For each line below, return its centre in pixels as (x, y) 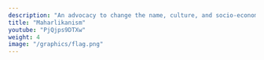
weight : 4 (24, 37)
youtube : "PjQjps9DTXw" (47, 30)
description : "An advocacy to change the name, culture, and (110, 15)
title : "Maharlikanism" (47, 23)
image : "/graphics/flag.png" (56, 44)
